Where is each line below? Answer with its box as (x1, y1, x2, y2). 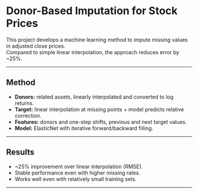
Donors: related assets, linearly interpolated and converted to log (14, 93, 174, 100)
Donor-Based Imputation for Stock (6, 4, 178, 18)
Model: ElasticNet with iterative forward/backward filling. (14, 124, 153, 131)
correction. (14, 112, 42, 119)
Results (6, 147, 35, 157)
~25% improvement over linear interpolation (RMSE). (14, 163, 143, 170)
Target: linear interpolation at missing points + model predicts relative (14, 106, 184, 113)
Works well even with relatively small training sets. (14, 175, 137, 182)
